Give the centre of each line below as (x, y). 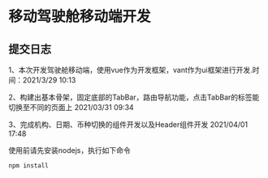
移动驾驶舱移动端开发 (80, 17)
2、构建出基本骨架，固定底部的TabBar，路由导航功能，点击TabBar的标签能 (134, 97)
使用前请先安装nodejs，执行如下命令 (70, 150)
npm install (28, 166)
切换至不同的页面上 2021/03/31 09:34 (71, 107)
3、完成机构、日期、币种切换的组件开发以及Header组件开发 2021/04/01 (128, 125)
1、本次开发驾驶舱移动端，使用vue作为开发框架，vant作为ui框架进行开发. (131, 70)
